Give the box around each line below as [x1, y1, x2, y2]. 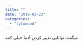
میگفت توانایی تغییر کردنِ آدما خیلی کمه [5, 35, 78, 41]
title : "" [5, 7, 26, 12]
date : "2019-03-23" [5, 12, 46, 17]
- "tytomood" [9, 21, 37, 26]
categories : [5, 16, 30, 21]
